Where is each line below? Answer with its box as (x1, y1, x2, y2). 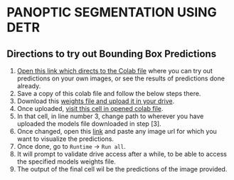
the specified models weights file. (16, 157, 117, 166)
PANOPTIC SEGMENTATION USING (6, 4, 218, 21)
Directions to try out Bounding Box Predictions (6, 48, 217, 60)
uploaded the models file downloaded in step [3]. (16, 120, 161, 128)
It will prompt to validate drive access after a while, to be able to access (16, 150, 227, 158)
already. (16, 82, 41, 90)
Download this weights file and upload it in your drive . (16, 97, 175, 105)
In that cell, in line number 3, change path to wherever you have (16, 112, 204, 120)
